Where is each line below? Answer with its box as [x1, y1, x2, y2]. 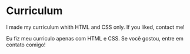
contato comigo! [6, 41, 46, 48]
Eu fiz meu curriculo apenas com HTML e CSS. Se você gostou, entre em [6, 35, 184, 42]
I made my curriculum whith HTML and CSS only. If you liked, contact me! [6, 23, 185, 31]
